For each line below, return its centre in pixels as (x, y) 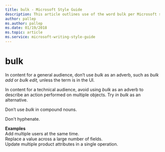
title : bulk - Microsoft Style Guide (44, 10)
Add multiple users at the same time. (42, 133)
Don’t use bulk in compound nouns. (41, 109)
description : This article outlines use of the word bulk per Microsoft (81, 14)
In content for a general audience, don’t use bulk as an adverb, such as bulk (82, 75)
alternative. (16, 100)
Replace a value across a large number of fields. (54, 139)
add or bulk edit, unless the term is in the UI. (50, 80)
